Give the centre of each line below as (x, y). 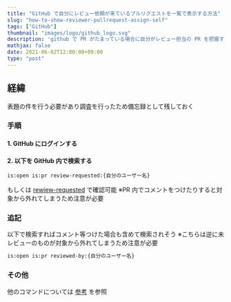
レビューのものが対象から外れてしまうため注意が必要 (83, 243)
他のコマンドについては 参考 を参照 (57, 292)
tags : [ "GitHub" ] (32, 26)
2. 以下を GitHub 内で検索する (50, 160)
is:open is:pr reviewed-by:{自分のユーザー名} (71, 256)
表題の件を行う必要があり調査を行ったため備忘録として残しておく (101, 106)
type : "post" (26, 59)
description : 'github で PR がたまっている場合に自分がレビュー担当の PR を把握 (113, 39)
